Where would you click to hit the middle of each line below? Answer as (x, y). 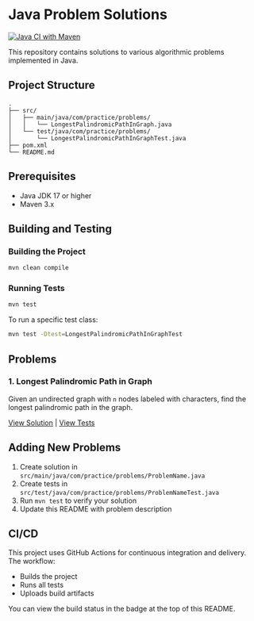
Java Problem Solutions (88, 15)
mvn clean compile (38, 268)
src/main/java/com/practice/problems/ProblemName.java (112, 476)
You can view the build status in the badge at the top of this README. (122, 609)
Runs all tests (42, 585)
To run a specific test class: (53, 320)
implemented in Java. (43, 60)
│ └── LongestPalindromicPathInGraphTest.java (97, 138)
